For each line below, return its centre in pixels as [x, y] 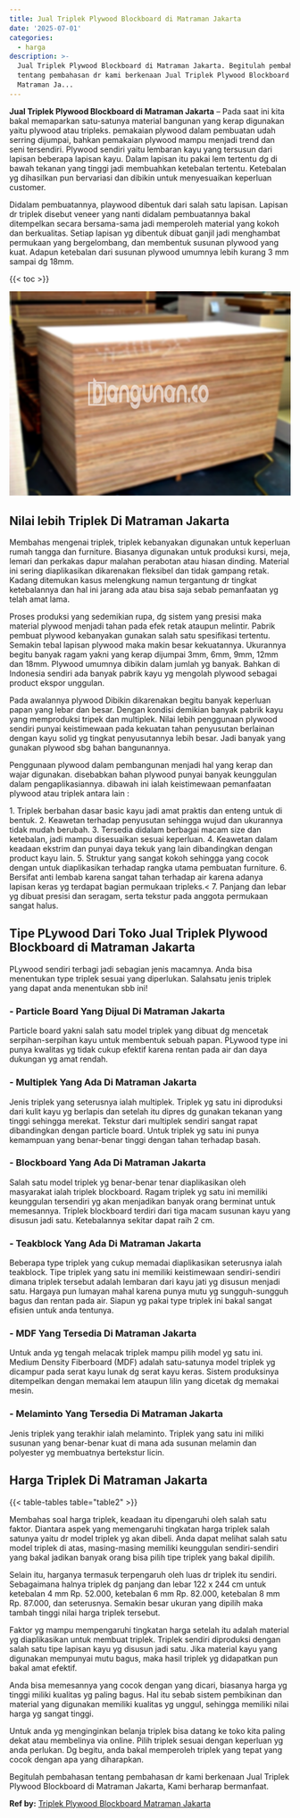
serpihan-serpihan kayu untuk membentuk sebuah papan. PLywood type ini [149, 1040]
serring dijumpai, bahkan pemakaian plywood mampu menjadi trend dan [142, 139]
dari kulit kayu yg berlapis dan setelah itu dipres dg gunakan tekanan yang [146, 1111]
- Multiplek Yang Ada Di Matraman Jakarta [103, 1082]
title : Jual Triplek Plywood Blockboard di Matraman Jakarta [125, 19]
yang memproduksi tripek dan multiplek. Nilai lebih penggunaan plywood [144, 720]
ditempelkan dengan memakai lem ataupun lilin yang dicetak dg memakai [144, 1381]
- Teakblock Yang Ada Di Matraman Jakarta [105, 1243]
